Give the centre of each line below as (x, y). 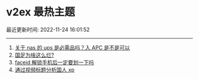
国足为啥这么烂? (34, 55)
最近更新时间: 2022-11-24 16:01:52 (48, 29)
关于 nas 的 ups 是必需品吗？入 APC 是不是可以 (72, 47)
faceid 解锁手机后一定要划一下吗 (54, 62)
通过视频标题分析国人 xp (44, 70)
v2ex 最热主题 (41, 12)
